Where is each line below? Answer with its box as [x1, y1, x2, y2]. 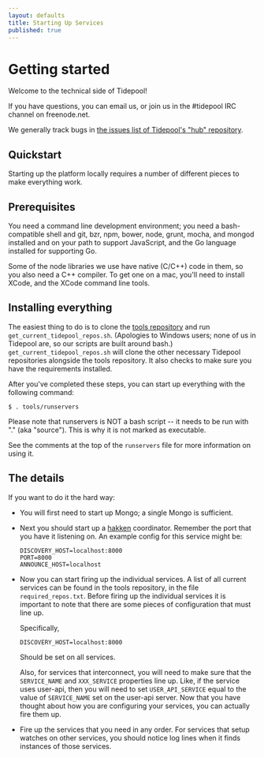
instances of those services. [19, 741, 112, 751]
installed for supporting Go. [8, 246, 97, 255]
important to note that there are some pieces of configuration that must [19, 599, 251, 609]
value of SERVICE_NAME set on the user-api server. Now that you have [19, 692, 241, 702]
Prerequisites [8, 200, 76, 214]
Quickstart [8, 147, 62, 162]
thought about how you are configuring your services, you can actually [19, 701, 251, 710]
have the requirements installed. [8, 364, 113, 373]
